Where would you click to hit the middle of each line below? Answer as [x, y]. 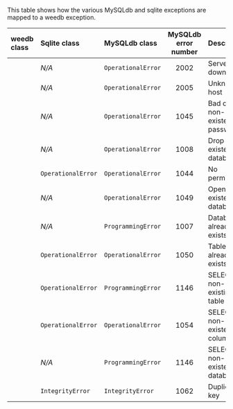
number [184, 52]
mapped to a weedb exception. [51, 17]
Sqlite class [60, 43]
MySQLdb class [130, 43]
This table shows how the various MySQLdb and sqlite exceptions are [107, 10]
